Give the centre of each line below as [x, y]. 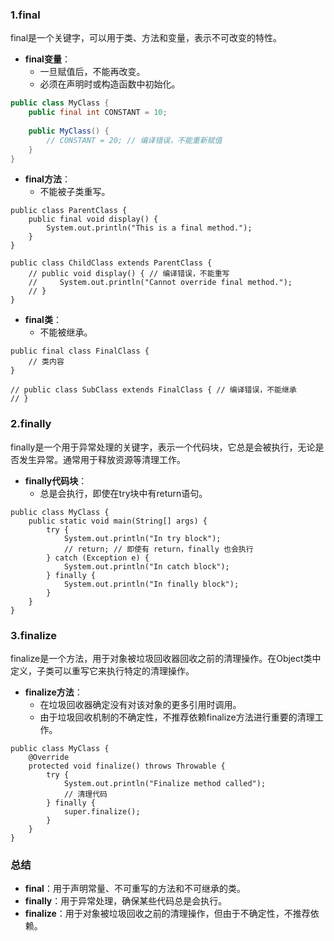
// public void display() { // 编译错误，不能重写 [129, 274]
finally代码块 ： [56, 480]
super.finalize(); [102, 812]
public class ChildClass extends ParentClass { [111, 263]
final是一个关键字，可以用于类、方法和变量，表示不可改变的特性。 [146, 38]
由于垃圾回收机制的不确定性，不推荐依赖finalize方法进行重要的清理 [177, 717]
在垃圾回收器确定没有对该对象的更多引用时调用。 [140, 705]
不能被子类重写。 [75, 192]
